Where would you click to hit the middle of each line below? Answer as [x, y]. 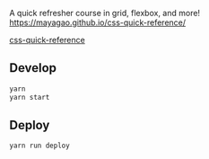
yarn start [30, 97]
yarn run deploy [39, 146]
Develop [33, 68]
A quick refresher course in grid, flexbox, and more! [104, 13]
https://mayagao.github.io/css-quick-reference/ [98, 22]
